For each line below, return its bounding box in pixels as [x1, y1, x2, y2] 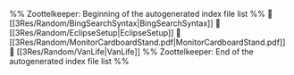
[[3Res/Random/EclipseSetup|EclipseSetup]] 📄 [9, 28, 181, 37]
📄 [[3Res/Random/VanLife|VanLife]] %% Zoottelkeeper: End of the [9, 46, 255, 57]
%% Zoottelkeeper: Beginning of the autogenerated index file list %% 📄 [9, 9, 273, 19]
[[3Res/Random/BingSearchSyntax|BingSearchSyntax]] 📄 [9, 18, 221, 29]
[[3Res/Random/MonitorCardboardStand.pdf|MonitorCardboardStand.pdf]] [9, 37, 286, 47]
